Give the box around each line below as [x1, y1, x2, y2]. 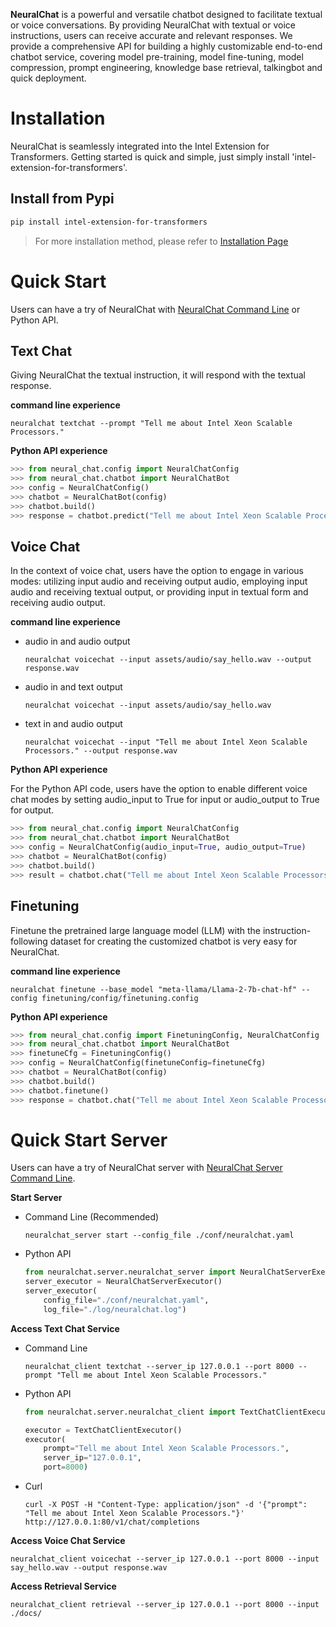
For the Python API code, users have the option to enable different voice [10, 783, 308, 795]
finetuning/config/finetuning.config [41, 993, 199, 1003]
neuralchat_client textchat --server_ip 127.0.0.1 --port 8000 [24, 1361, 295, 1371]
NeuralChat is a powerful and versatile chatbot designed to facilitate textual [10, 9, 323, 20]
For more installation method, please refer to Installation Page [34, 235, 289, 247]
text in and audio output [24, 718, 123, 730]
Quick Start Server [10, 1129, 168, 1151]
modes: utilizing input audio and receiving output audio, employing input [10, 575, 308, 588]
